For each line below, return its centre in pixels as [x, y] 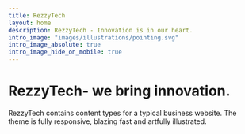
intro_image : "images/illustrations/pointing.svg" [94, 37]
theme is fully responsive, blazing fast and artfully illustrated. [108, 121]
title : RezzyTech [37, 15]
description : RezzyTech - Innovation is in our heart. [101, 30]
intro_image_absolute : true [55, 45]
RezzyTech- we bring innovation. [119, 91]
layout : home [30, 23]
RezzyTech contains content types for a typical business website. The [122, 113]
